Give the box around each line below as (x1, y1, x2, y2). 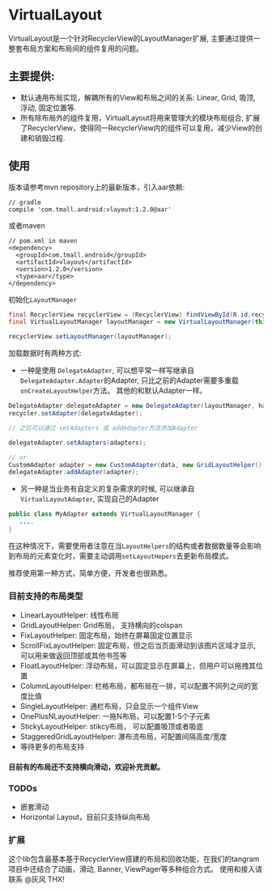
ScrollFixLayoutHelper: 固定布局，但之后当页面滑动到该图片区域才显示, (19, 641, 257, 651)
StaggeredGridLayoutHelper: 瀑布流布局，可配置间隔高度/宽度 (19, 732, 227, 741)
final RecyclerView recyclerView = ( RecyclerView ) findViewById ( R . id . (8, 310, 252, 319)
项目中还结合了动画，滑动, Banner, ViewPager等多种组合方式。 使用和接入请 (8, 864, 263, 874)
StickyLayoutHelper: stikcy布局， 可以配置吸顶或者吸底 (19, 722, 204, 732)
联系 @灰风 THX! (8, 874, 65, 884)
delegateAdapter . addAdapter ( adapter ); (8, 468, 139, 477)
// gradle (8, 198, 42, 206)
